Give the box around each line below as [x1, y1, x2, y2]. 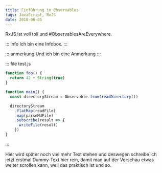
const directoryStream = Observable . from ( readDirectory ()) [10, 94, 138, 99]
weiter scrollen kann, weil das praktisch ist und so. [5, 162, 111, 168]
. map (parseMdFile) [14, 113, 54, 118]
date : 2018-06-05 [5, 17, 42, 22]
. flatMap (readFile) [14, 108, 56, 113]
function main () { [5, 90, 44, 95]
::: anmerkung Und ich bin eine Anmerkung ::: [5, 51, 101, 57]
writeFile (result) [18, 122, 58, 128]
